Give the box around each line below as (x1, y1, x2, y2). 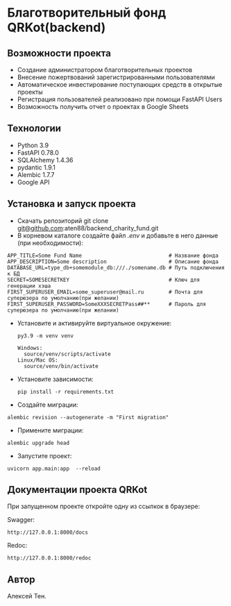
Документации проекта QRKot (7, 484, 148, 496)
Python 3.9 (17, 141, 49, 149)
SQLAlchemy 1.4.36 (17, 155, 74, 164)
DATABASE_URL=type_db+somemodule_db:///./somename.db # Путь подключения (7, 264, 225, 271)
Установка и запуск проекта (7, 198, 137, 210)
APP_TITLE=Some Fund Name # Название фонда (7, 252, 219, 259)
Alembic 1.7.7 (17, 170, 55, 178)
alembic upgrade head (7, 439, 70, 446)
